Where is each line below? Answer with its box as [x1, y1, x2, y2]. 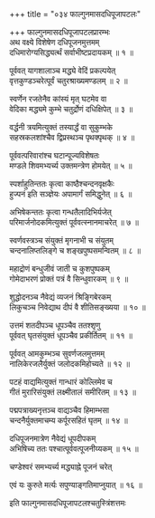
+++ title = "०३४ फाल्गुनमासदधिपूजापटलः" [9, 9, 141, 19]
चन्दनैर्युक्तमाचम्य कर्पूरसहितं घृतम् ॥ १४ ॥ [9, 415, 128, 426]
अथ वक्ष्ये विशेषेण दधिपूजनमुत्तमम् [9, 37, 100, 47]
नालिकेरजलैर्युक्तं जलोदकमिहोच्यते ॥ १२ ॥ [9, 359, 131, 369]
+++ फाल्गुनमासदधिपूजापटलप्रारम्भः [9, 27, 111, 37]
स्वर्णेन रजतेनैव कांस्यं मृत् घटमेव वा [9, 93, 107, 104]
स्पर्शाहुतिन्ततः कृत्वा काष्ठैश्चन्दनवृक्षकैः [9, 178, 114, 189]
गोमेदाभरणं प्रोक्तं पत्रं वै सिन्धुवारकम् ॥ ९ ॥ [9, 273, 129, 284]
